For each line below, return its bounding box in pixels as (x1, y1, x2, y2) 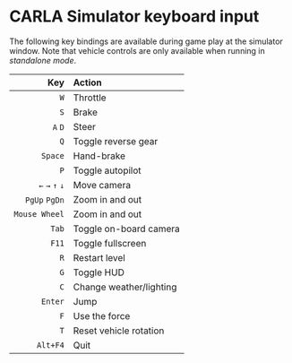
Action (73, 76, 102, 89)
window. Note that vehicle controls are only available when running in (9, 45, 266, 56)
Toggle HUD (73, 266, 125, 279)
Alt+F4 (36, 340, 65, 350)
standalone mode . (9, 55, 77, 65)
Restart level (73, 251, 125, 264)
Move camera (73, 178, 132, 191)
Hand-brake (73, 150, 126, 162)
